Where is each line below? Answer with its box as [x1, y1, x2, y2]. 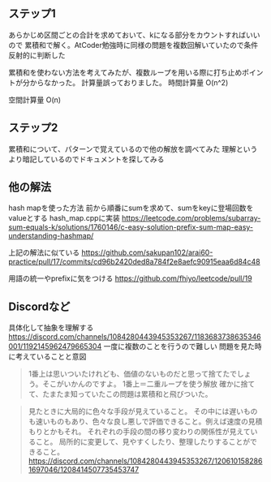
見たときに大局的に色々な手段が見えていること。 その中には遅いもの [28, 407, 258, 416]
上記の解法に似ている [8, 247, 80, 257]
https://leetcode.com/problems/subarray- [121, 213, 261, 223]
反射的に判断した [8, 50, 66, 60]
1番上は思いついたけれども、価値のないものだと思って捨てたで [28, 369, 238, 379]
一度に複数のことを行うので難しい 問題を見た [103, 342, 256, 351]
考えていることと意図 [15, 351, 87, 362]
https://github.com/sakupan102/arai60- [80, 247, 213, 257]
